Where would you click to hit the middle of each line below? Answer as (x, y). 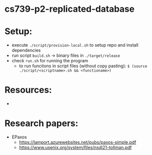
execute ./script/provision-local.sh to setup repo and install (75, 45)
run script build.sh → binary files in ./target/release (66, 55)
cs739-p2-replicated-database (70, 9)
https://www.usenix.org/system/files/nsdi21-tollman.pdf (75, 147)
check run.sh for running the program (50, 61)
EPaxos (19, 137)
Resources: (28, 90)
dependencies (26, 51)
